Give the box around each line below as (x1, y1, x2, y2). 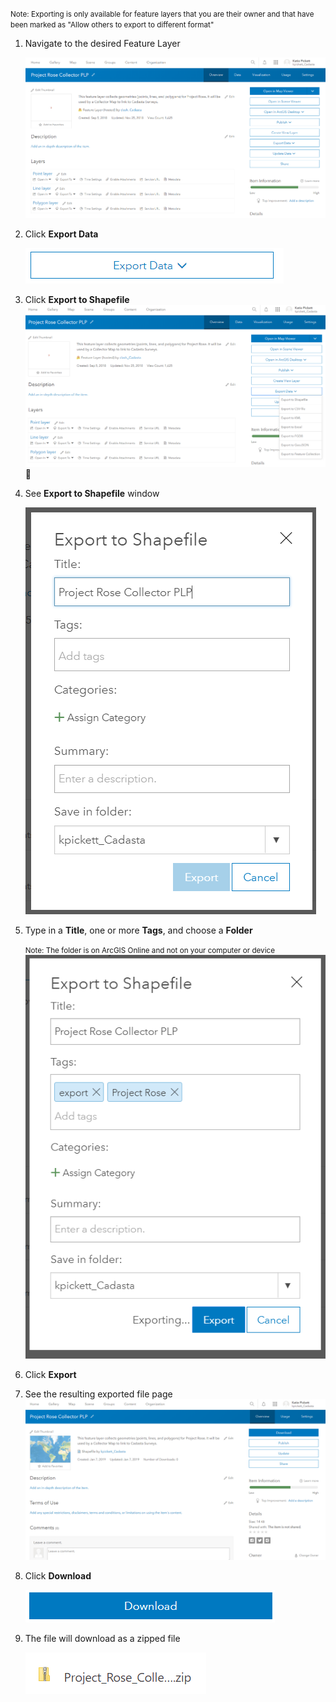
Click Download (24, 1570, 92, 1582)
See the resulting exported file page (24, 1388, 173, 1400)
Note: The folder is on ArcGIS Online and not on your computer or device (24, 946, 275, 956)
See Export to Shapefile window (24, 488, 160, 500)
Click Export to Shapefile (24, 293, 130, 305)
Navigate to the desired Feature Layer (24, 38, 181, 49)
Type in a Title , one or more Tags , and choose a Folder (24, 924, 253, 937)
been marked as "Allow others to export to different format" (10, 20, 215, 30)
